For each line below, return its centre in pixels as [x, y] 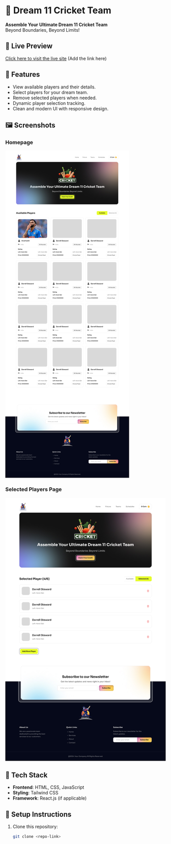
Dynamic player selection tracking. [49, 103]
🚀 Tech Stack [26, 775]
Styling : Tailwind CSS [35, 793]
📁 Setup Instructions [38, 814]
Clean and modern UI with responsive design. [60, 108]
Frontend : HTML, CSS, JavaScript [48, 787]
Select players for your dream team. [50, 92]
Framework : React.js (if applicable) [50, 798]
